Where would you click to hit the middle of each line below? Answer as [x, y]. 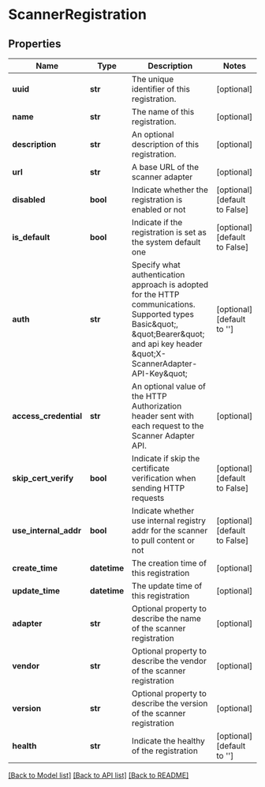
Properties [35, 44]
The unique [153, 79]
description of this [165, 144]
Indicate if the [157, 222]
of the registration [165, 751]
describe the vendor [169, 661]
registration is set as [169, 232]
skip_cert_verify [43, 478]
